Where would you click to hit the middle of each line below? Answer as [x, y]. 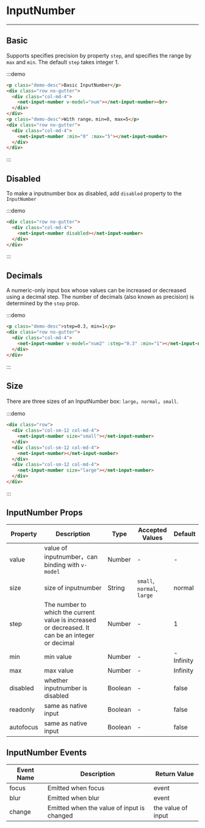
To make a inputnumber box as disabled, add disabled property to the [94, 194]
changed [60, 815]
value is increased [70, 620]
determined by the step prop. [43, 303]
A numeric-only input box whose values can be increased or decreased [96, 290]
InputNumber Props [45, 513]
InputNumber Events [47, 753]
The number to [65, 604]
